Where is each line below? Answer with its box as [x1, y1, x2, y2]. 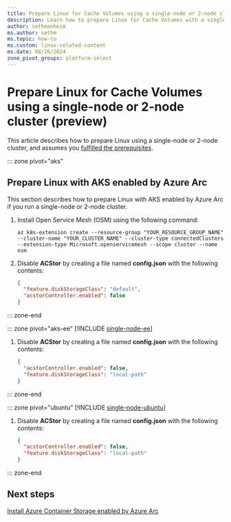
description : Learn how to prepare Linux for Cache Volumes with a [7, 16, 205, 23]
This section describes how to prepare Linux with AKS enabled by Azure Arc [7, 195, 223, 203]
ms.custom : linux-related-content [7, 42, 107, 49]
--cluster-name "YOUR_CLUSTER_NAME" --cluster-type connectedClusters [16, 235, 224, 242]
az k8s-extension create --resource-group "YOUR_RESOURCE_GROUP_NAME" [16, 229, 224, 236]
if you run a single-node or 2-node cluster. [7, 202, 128, 210]
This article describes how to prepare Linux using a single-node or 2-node [7, 136, 218, 144]
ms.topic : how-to [7, 36, 57, 43]
